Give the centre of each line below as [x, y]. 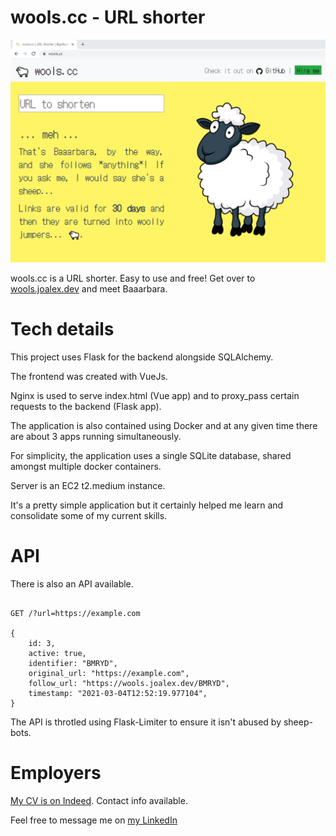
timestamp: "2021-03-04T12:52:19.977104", [118, 694]
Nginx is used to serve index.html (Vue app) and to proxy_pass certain [155, 396]
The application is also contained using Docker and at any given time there [164, 426]
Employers [56, 773]
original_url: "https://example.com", [109, 674]
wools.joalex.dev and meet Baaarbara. [89, 289]
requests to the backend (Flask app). [86, 407]
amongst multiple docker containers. [86, 467]
